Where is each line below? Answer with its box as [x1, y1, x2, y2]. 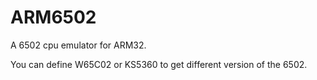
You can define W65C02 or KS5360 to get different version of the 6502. [10, 58, 308, 70]
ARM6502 [10, 6, 97, 29]
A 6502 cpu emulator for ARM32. [10, 39, 147, 51]
